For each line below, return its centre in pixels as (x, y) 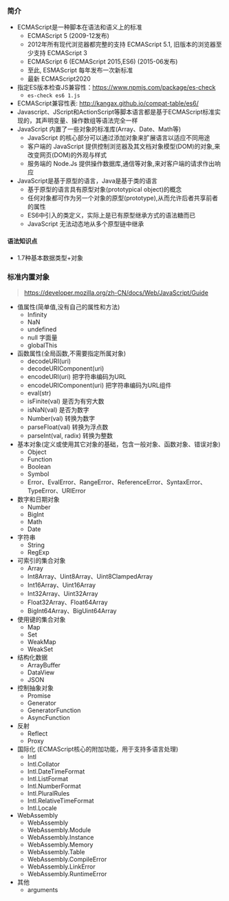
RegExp (38, 552)
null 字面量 (42, 337)
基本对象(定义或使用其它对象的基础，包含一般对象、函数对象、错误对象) (119, 444)
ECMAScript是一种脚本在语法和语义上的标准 (79, 27)
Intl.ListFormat (48, 778)
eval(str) (39, 393)
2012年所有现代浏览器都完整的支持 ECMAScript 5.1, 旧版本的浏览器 (122, 44)
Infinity (37, 314)
